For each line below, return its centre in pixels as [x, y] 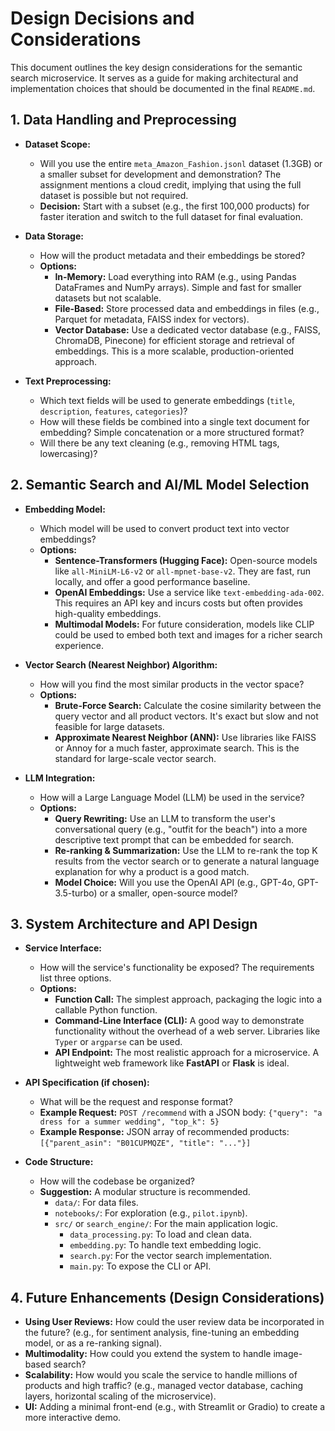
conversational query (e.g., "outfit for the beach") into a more [181, 829]
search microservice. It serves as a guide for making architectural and [154, 78]
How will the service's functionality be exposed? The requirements [177, 968]
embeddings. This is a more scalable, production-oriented [174, 351]
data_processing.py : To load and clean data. [160, 1234]
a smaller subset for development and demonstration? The [160, 174]
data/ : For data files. [96, 1203]
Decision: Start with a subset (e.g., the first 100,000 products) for [174, 206]
